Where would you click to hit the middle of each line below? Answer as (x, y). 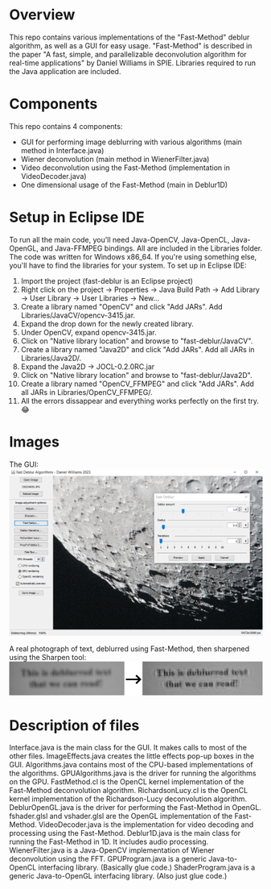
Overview (42, 15)
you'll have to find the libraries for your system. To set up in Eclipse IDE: (128, 265)
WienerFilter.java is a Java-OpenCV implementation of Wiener (112, 850)
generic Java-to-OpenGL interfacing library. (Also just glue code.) (118, 876)
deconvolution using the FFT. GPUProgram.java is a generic (108, 859)
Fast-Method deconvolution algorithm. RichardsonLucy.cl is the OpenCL (129, 791)
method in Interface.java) (62, 150)
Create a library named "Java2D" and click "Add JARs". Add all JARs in (138, 349)
